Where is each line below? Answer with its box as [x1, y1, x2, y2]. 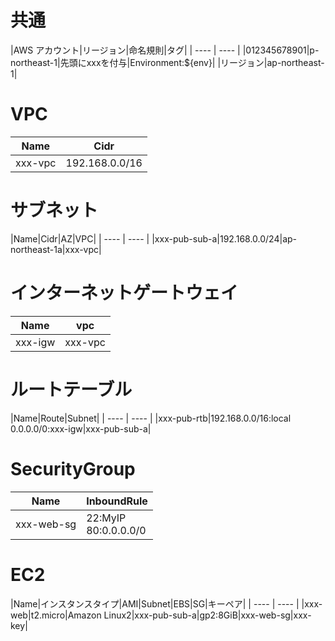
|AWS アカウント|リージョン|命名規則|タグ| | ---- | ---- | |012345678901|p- [10, 44, 320, 56]
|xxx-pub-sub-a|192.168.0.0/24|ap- [151, 232, 298, 245]
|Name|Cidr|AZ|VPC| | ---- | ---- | [10, 232, 150, 245]
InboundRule [86, 494, 148, 508]
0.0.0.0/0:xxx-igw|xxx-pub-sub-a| [10, 422, 152, 435]
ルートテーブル [10, 378, 133, 401]
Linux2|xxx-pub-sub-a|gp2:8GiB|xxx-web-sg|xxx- [103, 609, 312, 621]
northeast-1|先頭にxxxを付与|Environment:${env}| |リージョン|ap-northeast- [10, 56, 325, 68]
